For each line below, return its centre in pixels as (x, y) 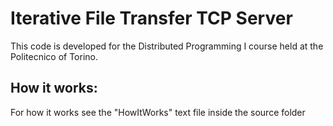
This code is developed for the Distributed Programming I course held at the (167, 46)
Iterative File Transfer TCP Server (151, 18)
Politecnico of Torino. (54, 56)
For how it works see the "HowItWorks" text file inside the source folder (158, 112)
